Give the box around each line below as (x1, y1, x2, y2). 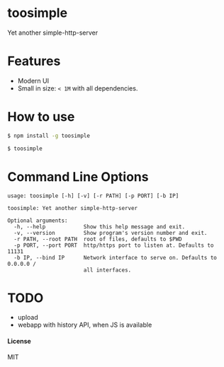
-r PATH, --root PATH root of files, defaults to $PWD (13, 235, 182, 243)
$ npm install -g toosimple (7, 132, 91, 139)
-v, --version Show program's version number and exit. (13, 229, 208, 236)
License (7, 337, 32, 346)
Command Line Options (7, 168, 149, 185)
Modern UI (17, 76, 50, 85)
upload (17, 313, 39, 322)
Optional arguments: (7, 217, 69, 224)
